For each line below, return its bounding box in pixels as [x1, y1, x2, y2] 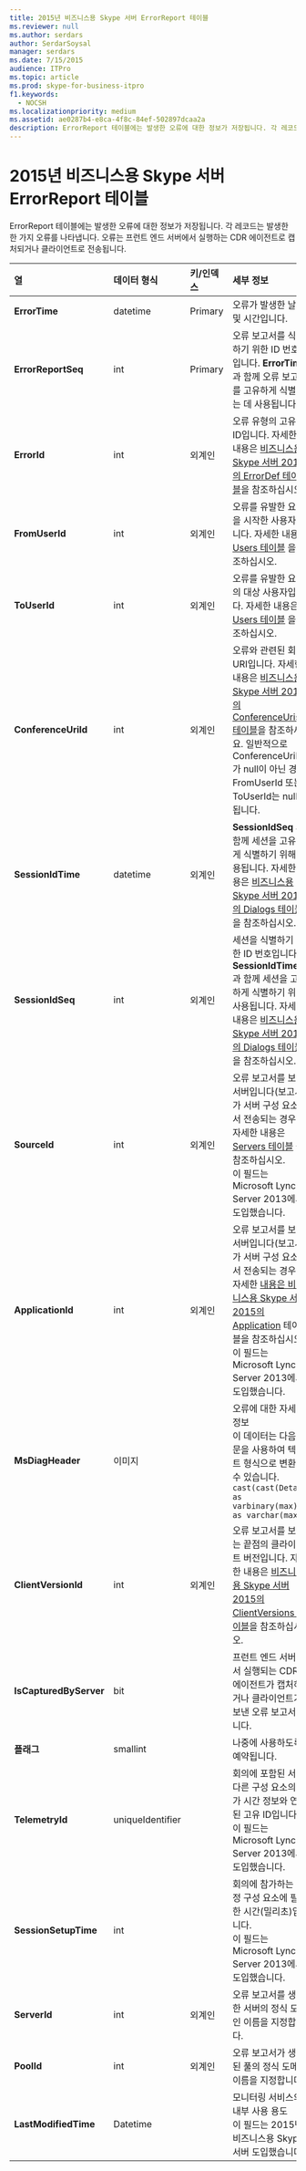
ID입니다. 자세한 [231, 428, 298, 441]
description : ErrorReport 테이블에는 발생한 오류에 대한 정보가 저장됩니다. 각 [9, 124, 278, 133]
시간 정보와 [242, 1794, 289, 1807]
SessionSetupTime [14, 1924, 97, 1937]
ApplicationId [14, 1304, 75, 1316]
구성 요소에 [242, 1891, 289, 1904]
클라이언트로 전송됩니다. [40, 243, 127, 254]
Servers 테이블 [231, 1139, 294, 1152]
